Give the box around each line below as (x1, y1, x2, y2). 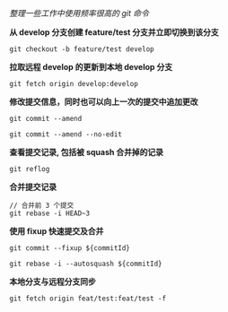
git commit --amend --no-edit (9, 130, 123, 139)
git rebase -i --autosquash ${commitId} (9, 259, 163, 268)
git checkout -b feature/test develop (9, 45, 154, 54)
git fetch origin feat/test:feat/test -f (9, 294, 167, 303)
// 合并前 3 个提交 (9, 201, 75, 210)
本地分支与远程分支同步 (9, 276, 96, 287)
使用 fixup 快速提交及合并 (9, 226, 104, 236)
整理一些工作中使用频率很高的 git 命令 (9, 8, 150, 18)
